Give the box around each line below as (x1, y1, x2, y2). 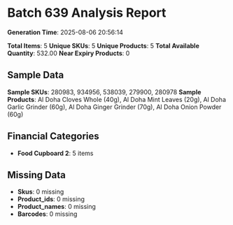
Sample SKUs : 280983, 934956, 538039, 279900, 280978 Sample (7, 87, 202, 96)
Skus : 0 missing (17, 187, 64, 196)
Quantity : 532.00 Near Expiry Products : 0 (7, 49, 130, 57)
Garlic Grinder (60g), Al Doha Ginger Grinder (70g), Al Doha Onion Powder (7, 103, 222, 111)
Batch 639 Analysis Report (7, 5, 167, 21)
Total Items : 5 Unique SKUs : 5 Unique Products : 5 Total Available (7, 41, 199, 50)
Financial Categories (7, 131, 99, 143)
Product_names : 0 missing (17, 203, 97, 211)
